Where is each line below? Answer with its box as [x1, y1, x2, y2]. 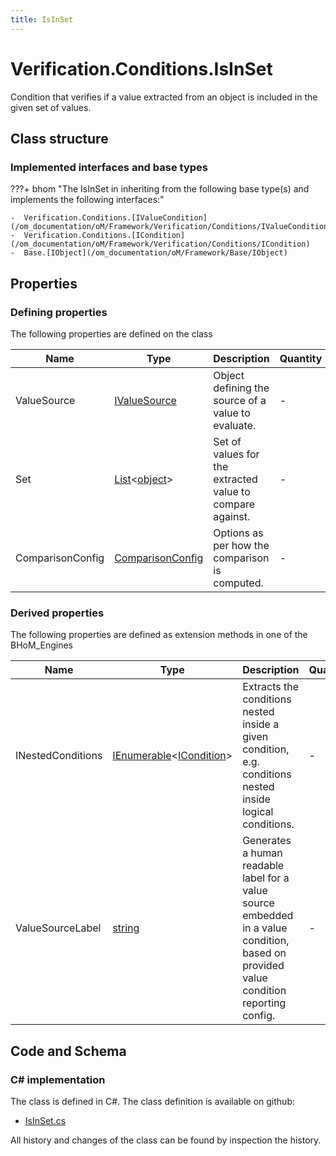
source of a [213, 393, 267, 407]
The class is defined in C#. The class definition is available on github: [10, 1095, 295, 1107]
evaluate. [213, 418, 257, 432]
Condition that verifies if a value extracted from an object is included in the [10, 91, 318, 103]
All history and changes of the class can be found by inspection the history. [10, 1134, 322, 1146]
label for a [242, 871, 290, 885]
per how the [213, 538, 270, 552]
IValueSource [114, 393, 177, 407]
